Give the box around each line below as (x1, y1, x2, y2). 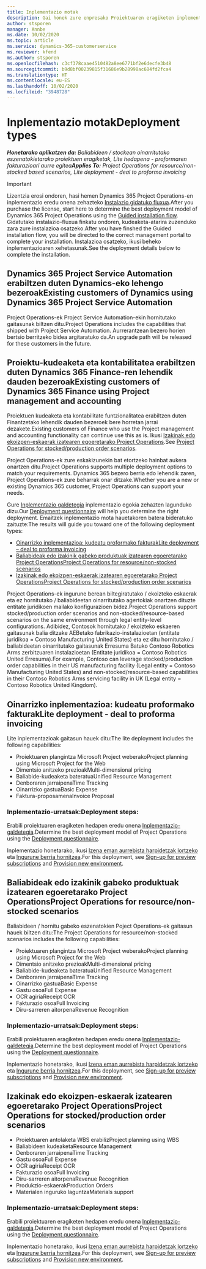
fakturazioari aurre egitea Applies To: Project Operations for (7, 161, 158, 169)
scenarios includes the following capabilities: (7, 936, 120, 943)
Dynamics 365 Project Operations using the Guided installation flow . (7, 211, 178, 219)
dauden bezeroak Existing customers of (7, 377, 161, 387)
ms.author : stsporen (7, 55, 60, 61)
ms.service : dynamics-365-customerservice (7, 44, 117, 50)
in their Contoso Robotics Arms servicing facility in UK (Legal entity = (7, 675, 182, 682)
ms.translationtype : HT (7, 72, 68, 78)
